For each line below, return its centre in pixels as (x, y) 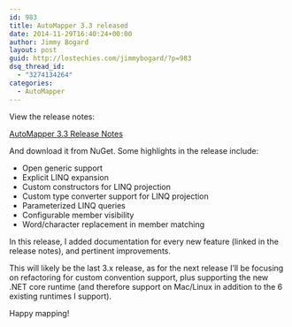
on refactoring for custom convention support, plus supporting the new (139, 277)
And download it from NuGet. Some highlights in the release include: (134, 150)
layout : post (33, 50)
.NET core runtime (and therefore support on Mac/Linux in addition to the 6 (146, 286)
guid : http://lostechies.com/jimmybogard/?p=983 (100, 58)
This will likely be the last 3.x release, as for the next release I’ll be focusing (146, 268)
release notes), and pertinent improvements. (90, 251)
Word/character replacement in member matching (113, 224)
